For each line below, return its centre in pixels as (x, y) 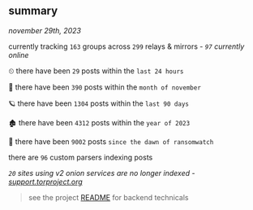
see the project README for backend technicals (108, 197)
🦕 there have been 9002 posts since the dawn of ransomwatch (111, 141)
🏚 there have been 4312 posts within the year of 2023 (99, 122)
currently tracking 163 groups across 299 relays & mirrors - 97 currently (126, 46)
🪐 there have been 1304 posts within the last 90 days (99, 103)
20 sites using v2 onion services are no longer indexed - (102, 173)
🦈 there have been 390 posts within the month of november (105, 87)
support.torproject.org (45, 182)
